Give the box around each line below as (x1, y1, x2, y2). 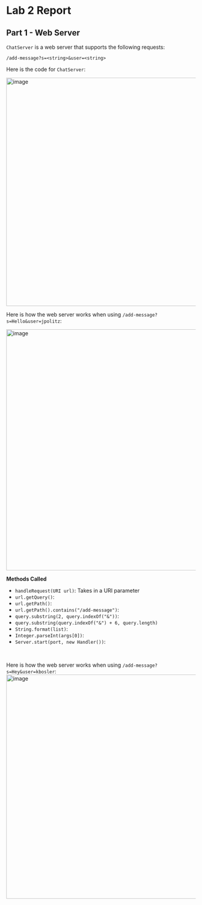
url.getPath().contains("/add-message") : (14, 606, 119, 613)
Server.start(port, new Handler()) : (14, 638, 106, 645)
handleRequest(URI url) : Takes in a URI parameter (14, 587, 140, 594)
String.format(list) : (14, 625, 68, 632)
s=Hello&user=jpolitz (6, 318, 61, 324)
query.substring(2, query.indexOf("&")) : (14, 613, 119, 620)
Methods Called (6, 575, 47, 582)
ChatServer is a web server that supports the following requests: (6, 43, 165, 51)
